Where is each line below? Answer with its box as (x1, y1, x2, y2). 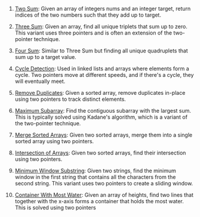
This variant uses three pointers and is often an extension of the (14, 29, 172, 36)
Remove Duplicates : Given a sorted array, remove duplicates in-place (14, 89, 186, 96)
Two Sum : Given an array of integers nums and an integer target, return (14, 5, 191, 12)
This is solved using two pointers (14, 204, 97, 211)
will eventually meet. (14, 77, 66, 85)
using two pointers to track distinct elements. (14, 95, 127, 103)
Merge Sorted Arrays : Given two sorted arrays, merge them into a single (14, 131, 193, 138)
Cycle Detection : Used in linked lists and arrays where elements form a (14, 65, 189, 72)
